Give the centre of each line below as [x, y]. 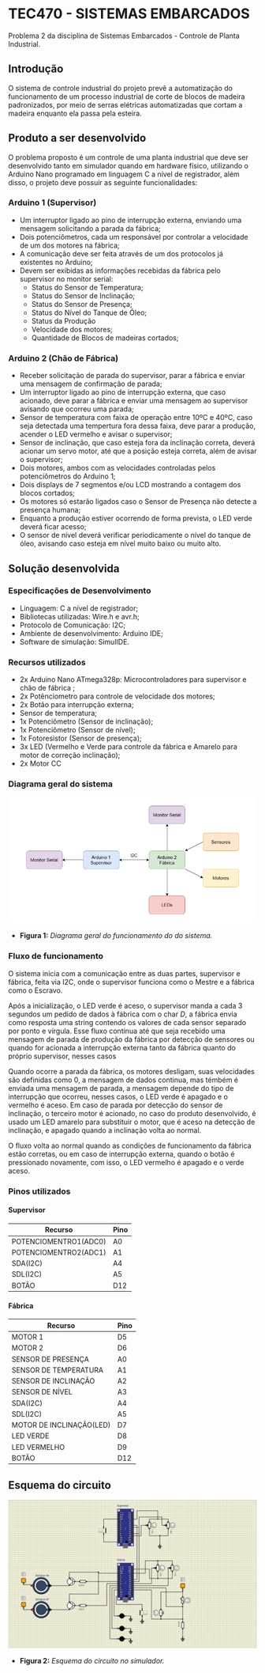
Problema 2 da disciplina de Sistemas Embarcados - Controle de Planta [124, 36]
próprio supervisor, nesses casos [62, 1056]
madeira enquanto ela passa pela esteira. [75, 113]
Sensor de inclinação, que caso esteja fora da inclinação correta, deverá [137, 443]
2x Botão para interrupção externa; [77, 705]
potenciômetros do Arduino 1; [67, 476]
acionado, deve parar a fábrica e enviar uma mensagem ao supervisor [134, 401]
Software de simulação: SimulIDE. [75, 642]
